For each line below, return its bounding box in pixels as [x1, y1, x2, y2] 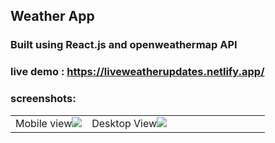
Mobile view [15, 116, 73, 130]
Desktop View [91, 116, 158, 130]
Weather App [10, 8, 95, 25]
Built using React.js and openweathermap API [10, 38, 238, 52]
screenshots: [10, 92, 77, 106]
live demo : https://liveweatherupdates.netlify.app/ [10, 65, 265, 79]
